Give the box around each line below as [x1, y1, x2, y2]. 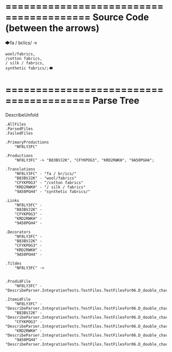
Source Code [92, 11, 149, 23]
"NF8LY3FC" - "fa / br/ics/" [14, 171, 77, 176]
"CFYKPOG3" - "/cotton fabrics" [14, 180, 83, 185]
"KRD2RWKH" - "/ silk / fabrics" [14, 184, 86, 190]
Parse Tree [92, 95, 140, 107]
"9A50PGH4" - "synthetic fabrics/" [14, 189, 91, 194]
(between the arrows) [5, 23, 100, 34]
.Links [5, 198, 19, 203]
